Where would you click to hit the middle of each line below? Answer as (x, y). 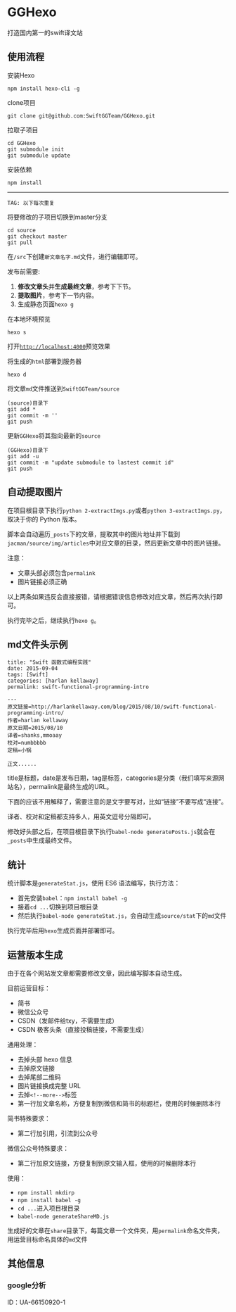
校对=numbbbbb (27, 743)
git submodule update (39, 156)
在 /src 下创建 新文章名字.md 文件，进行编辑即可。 (74, 256)
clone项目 (22, 102)
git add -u (23, 456)
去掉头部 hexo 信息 (45, 1059)
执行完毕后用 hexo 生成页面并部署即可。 (63, 931)
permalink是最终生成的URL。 (71, 787)
